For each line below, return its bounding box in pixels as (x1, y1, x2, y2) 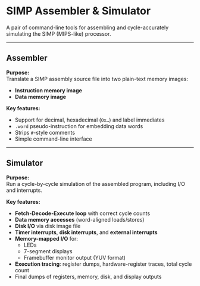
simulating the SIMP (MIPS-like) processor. (6, 30, 111, 37)
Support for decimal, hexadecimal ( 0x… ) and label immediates (14, 116, 165, 123)
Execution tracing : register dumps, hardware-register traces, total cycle (14, 260, 192, 268)
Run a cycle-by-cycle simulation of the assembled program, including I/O (6, 180, 186, 187)
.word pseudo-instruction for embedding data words (14, 122, 143, 129)
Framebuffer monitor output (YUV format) (23, 254, 126, 261)
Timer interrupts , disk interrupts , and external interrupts (14, 228, 158, 236)
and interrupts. (6, 186, 43, 194)
